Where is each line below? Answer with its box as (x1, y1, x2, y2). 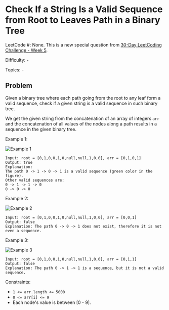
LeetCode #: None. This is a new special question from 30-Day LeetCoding (5, 41, 162, 48)
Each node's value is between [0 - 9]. (12, 299, 91, 305)
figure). (5, 173, 24, 178)
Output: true (5, 160, 33, 165)
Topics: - (5, 67, 24, 73)
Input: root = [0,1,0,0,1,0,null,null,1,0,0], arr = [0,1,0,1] (5, 155, 142, 160)
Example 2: (5, 195, 29, 201)
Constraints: (5, 279, 31, 285)
